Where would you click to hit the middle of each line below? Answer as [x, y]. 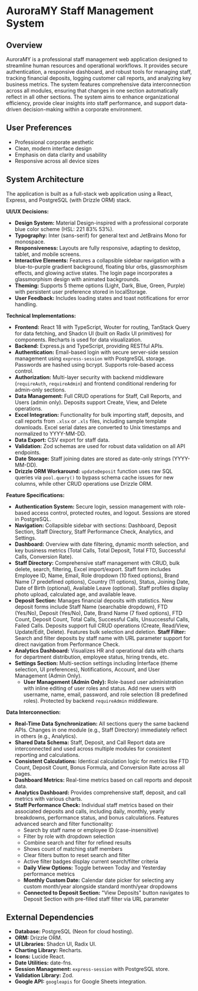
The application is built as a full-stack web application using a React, [89, 193]
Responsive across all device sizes [57, 161]
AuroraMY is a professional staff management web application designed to [97, 59]
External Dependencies [50, 918]
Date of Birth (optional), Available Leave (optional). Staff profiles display [101, 588]
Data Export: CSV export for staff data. [62, 440]
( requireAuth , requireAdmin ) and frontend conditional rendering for [95, 383]
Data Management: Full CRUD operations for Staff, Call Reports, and [98, 396]
